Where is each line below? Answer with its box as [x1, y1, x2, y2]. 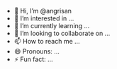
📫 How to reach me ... [13, 37, 80, 45]
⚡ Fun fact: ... [13, 55, 53, 63]
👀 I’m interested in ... [13, 14, 74, 23]
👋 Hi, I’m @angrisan [13, 7, 72, 15]
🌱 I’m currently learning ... [13, 22, 90, 30]
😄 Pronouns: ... [13, 47, 60, 56]
